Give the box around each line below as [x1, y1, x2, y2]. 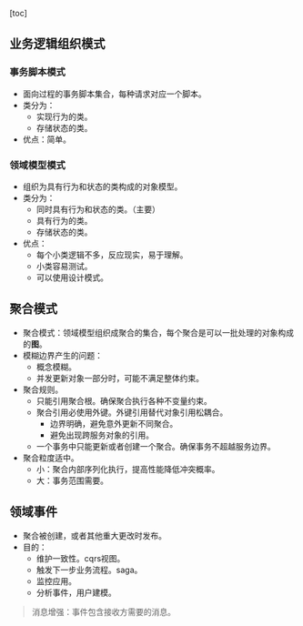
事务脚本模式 [9, 66, 66, 78]
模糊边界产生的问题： [22, 349, 103, 360]
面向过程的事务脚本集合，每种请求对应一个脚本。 [22, 88, 207, 99]
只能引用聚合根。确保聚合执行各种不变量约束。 [35, 395, 212, 406]
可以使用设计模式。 [35, 272, 109, 283]
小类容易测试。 [35, 260, 93, 271]
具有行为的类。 [35, 215, 93, 226]
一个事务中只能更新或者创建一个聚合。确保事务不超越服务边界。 [35, 440, 276, 451]
